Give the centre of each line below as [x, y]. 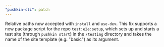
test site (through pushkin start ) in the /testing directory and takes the [79, 34]
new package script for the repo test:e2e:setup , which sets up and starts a [82, 29]
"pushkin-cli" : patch [27, 10]
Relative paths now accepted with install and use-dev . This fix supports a [81, 23]
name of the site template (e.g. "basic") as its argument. [62, 39]
